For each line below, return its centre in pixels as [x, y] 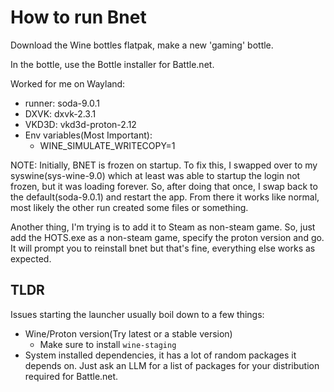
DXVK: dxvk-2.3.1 [60, 113]
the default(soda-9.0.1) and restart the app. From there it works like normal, [165, 197]
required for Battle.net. [71, 376]
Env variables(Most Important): [88, 135]
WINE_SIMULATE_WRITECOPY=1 [107, 145]
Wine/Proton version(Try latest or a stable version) [128, 333]
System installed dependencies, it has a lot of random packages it [160, 355]
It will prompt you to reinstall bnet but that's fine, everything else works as [163, 248]
